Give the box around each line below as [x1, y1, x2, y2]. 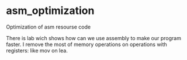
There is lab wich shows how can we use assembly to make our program [6, 34, 181, 41]
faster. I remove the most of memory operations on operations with [6, 41, 168, 48]
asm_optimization [6, 4, 95, 17]
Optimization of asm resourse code [6, 23, 91, 30]
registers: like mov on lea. [6, 47, 68, 54]
